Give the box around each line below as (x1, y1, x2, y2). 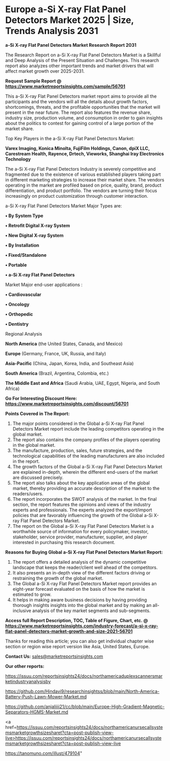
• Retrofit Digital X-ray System (5, 222, 70, 228)
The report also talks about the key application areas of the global (12, 479, 150, 486)
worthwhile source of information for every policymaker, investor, (12, 528, 149, 534)
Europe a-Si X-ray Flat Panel (5, 4, 126, 15)
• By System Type (5, 212, 44, 219)
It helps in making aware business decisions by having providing (12, 596, 147, 603)
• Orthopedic (5, 311, 33, 317)
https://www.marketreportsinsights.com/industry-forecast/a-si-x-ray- (5, 623, 158, 629)
